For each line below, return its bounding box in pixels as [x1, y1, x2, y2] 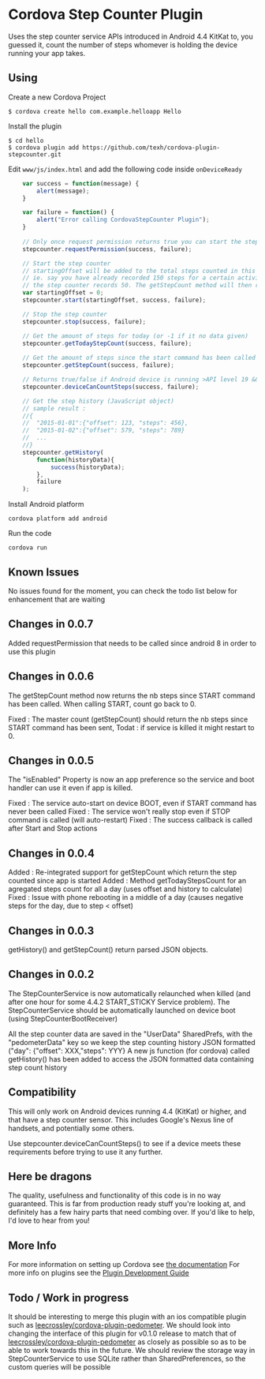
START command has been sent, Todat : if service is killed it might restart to [8, 722, 255, 732]
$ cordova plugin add [8, 144, 80, 152]
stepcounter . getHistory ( [22, 448, 104, 456]
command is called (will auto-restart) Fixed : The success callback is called [8, 815, 252, 825]
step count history [8, 1062, 68, 1072]
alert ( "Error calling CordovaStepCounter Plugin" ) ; [36, 215, 211, 224]
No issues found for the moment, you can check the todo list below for [8, 586, 238, 595]
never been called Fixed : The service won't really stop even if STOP [8, 807, 230, 816]
